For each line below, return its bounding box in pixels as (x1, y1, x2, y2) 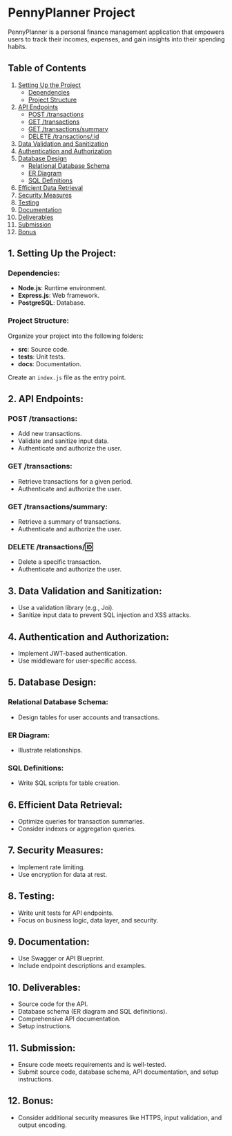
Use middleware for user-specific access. (17, 656, 137, 665)
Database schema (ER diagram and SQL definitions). (17, 1007, 168, 1016)
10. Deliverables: (8, 981, 81, 993)
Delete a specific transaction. (17, 558, 101, 566)
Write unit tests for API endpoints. (17, 909, 114, 917)
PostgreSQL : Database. (17, 299, 86, 307)
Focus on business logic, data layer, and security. (17, 916, 159, 924)
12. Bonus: (8, 1095, 54, 1107)
